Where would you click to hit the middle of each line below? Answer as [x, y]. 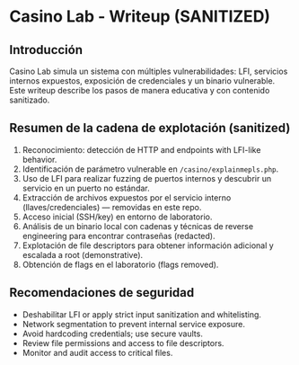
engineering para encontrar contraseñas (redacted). [119, 236]
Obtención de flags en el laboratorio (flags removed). [120, 264]
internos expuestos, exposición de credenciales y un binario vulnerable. [142, 81]
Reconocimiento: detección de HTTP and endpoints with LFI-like [141, 149]
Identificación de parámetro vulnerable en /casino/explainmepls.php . [150, 169]
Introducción [46, 50]
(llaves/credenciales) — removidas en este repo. [112, 207]
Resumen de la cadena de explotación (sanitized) [150, 128]
